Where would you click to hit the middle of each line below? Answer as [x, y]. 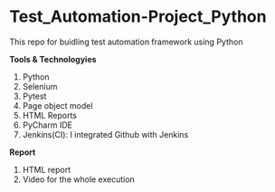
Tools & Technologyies [53, 59]
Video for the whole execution [79, 179]
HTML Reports [49, 115]
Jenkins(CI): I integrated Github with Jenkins [105, 134]
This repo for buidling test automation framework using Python [126, 42]
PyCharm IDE [47, 125]
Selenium [40, 86]
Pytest [34, 96]
